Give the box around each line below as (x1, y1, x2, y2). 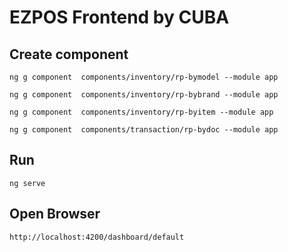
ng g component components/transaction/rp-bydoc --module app (9, 125, 279, 135)
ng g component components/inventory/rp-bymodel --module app (9, 72, 279, 82)
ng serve (9, 178, 46, 188)
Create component (9, 46, 129, 63)
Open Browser (9, 206, 101, 223)
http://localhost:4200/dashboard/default (9, 232, 185, 242)
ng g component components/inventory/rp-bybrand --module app (9, 90, 279, 100)
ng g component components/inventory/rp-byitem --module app (9, 107, 274, 117)
